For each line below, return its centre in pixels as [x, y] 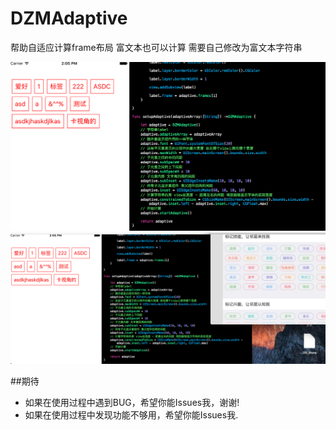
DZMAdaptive [69, 18]
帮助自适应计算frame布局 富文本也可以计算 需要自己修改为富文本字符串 [156, 47]
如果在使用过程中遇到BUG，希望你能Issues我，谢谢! [132, 402]
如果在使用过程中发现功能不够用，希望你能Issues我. [131, 414]
